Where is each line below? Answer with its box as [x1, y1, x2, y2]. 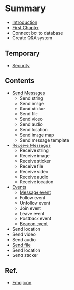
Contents [5, 77, 35, 85]
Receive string [19, 147, 49, 153]
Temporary [5, 49, 40, 58]
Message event [19, 189, 51, 195]
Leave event [19, 210, 45, 216]
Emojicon [12, 280, 32, 286]
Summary [5, 3, 46, 14]
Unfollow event [19, 200, 51, 206]
